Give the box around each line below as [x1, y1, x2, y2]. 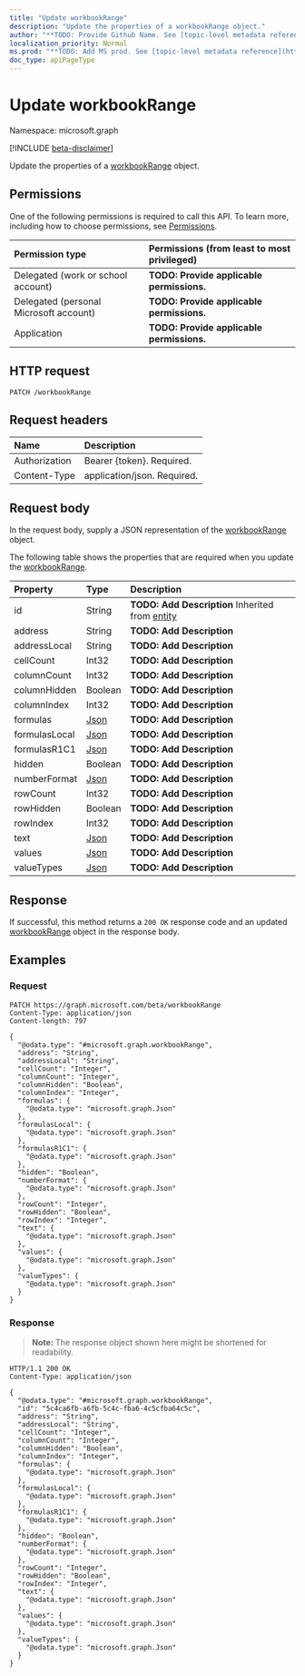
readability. [31, 1346, 74, 1357]
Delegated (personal [14, 295, 102, 308]
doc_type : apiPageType [9, 56, 95, 65]
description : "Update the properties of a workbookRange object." [9, 22, 266, 31]
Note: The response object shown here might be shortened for [31, 1336, 268, 1347]
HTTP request [9, 363, 91, 379]
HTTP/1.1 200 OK [9, 1364, 71, 1373]
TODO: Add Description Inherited [130, 598, 274, 611]
